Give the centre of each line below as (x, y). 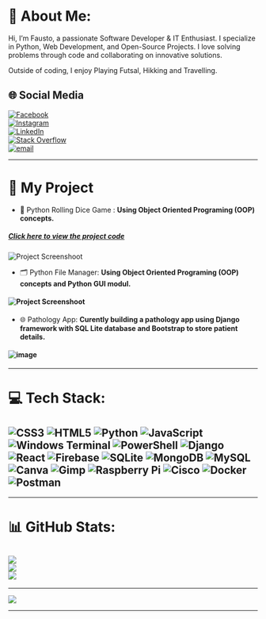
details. (32, 336)
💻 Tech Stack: (57, 398)
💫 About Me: (50, 16)
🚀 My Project (51, 188)
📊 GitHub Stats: (62, 527)
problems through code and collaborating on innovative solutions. (116, 55)
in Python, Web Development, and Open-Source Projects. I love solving (124, 46)
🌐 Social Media (46, 96)
